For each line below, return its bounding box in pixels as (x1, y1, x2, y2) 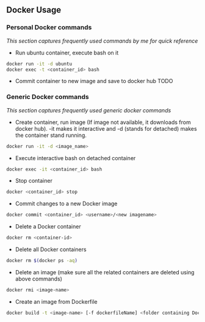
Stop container (15, 177, 53, 185)
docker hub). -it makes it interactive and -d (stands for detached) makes (15, 125, 197, 132)
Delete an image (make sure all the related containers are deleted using (15, 268, 195, 276)
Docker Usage (6, 5, 62, 15)
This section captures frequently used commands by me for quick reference (6, 37, 198, 45)
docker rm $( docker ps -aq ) (6, 258, 78, 264)
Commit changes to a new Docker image (15, 200, 118, 207)
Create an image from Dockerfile (15, 298, 98, 305)
